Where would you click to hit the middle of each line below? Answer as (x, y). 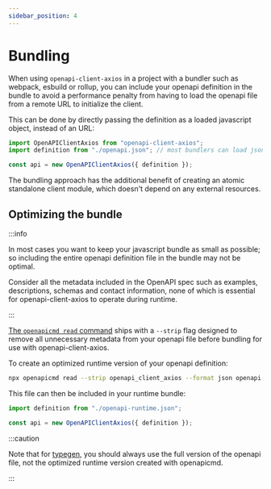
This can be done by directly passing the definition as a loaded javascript (130, 119)
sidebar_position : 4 (43, 16)
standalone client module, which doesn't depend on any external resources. (135, 189)
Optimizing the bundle (65, 214)
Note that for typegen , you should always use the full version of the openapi (135, 453)
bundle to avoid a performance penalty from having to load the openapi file (133, 95)
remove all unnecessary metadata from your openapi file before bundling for (135, 339)
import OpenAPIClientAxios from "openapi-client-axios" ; (106, 143)
